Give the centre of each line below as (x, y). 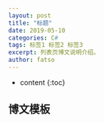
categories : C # (33, 38)
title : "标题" (31, 23)
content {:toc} (42, 82)
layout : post (30, 15)
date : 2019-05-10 (37, 30)
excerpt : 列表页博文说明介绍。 (54, 52)
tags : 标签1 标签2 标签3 (46, 45)
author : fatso (32, 60)
